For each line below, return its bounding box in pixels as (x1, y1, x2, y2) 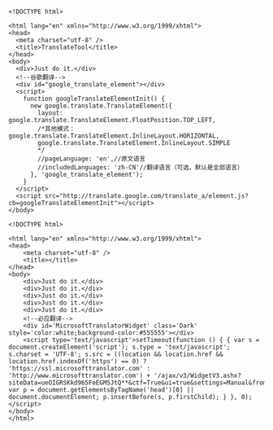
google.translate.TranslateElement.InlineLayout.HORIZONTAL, (8, 132, 220, 140)
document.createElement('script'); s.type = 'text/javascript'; (8, 343, 231, 351)
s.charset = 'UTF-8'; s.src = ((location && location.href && (8, 350, 223, 358)
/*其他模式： (37, 125, 76, 133)
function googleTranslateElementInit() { (23, 94, 165, 103)
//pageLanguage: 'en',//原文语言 (37, 155, 146, 163)
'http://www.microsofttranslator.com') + (8, 371, 151, 380)
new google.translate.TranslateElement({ (29, 102, 173, 110)
